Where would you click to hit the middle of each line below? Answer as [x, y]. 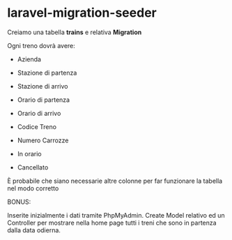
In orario [29, 153]
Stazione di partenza [47, 73]
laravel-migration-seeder [82, 13]
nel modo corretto [33, 188]
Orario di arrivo [39, 113]
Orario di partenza [44, 100]
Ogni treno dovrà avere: [41, 45]
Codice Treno [37, 126]
